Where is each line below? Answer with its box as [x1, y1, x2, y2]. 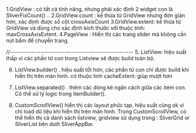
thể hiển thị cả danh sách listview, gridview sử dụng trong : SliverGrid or [14, 114, 190, 121]
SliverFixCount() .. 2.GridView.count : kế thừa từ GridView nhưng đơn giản [6, 12, 185, 19]
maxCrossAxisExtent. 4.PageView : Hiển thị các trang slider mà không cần [6, 31, 187, 38]
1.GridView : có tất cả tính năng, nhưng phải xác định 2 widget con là [6, 6, 173, 12]
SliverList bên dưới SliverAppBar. [14, 121, 94, 127]
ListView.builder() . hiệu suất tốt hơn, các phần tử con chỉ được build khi [14, 66, 190, 73]
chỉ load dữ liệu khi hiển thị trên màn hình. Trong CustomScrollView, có [14, 108, 187, 115]
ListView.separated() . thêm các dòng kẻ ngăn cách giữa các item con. [14, 84, 187, 91]
